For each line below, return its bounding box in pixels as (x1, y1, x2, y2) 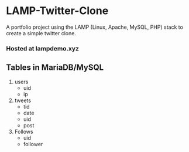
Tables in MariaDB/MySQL (6, 63, 104, 73)
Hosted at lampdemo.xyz (6, 44, 79, 52)
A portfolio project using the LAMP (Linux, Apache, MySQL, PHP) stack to (6, 23, 183, 31)
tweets (14, 97, 31, 104)
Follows (14, 128, 33, 135)
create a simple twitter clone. (6, 29, 76, 36)
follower (23, 140, 43, 147)
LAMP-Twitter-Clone (6, 4, 109, 18)
